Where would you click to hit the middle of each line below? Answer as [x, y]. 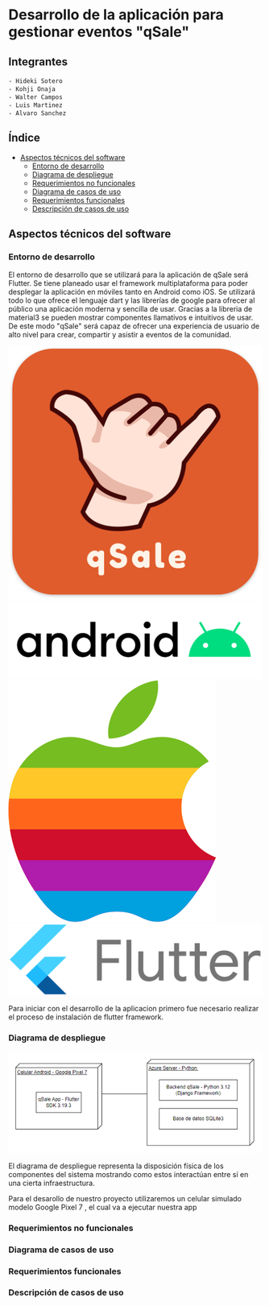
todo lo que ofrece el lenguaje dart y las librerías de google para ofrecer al [132, 300]
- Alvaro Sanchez [37, 114]
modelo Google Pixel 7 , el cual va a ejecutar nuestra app [103, 1207]
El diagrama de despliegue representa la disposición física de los [116, 1166]
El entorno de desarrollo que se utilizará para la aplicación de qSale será [128, 275]
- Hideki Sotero [35, 81]
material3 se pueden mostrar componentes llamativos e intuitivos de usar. [131, 317]
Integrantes [38, 62]
